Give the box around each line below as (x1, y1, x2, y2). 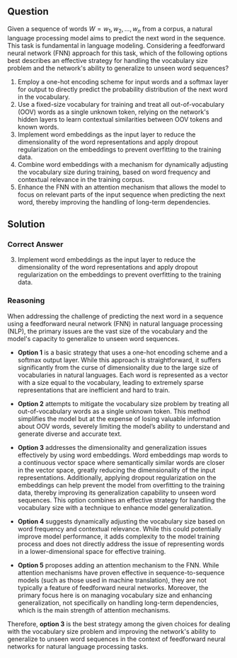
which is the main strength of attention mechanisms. (17, 606, 171, 614)
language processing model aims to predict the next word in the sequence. (7, 33, 226, 42)
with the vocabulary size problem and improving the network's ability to (7, 627, 216, 635)
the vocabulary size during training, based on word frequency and (17, 168, 211, 176)
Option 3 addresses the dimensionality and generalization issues (17, 443, 207, 451)
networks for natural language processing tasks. (7, 642, 149, 650)
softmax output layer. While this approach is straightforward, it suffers (17, 355, 221, 364)
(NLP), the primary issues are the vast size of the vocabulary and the (7, 327, 208, 335)
